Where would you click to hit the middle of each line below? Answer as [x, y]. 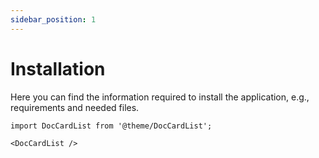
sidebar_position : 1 [53, 19]
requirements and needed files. [75, 107]
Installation [58, 68]
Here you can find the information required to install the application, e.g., [160, 97]
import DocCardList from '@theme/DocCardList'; [111, 126]
